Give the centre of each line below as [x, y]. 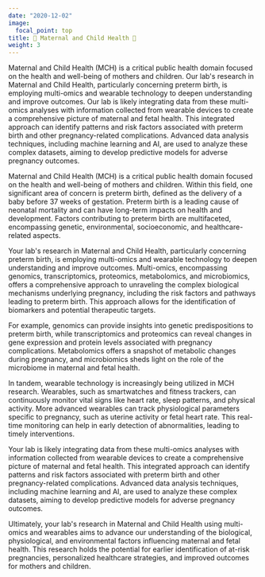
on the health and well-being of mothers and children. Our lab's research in [131, 76]
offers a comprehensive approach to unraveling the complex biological [124, 285]
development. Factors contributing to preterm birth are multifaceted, [120, 219]
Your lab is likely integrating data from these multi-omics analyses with [124, 450]
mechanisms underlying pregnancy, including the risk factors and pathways [132, 293]
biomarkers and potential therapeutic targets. [82, 310]
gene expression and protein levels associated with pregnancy [110, 342]
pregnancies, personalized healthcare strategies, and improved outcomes [129, 558]
